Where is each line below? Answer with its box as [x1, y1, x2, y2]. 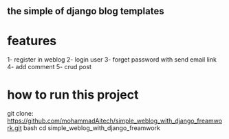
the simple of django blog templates [7, 5, 164, 17]
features [7, 33, 57, 49]
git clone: [7, 110, 34, 118]
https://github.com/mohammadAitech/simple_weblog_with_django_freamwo [7, 116, 222, 125]
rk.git [7, 124, 22, 132]
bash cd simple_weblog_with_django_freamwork [23, 124, 160, 132]
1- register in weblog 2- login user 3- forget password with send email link [7, 55, 217, 64]
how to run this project [7, 87, 139, 102]
